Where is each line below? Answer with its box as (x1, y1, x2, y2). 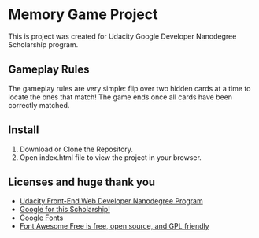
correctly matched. (8, 100, 70, 110)
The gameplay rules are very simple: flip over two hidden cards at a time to (8, 84, 251, 93)
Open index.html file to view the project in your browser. (19, 152, 202, 162)
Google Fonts (19, 213, 64, 222)
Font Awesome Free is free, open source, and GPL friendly (19, 221, 210, 231)
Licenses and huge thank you (8, 175, 156, 188)
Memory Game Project (8, 6, 158, 24)
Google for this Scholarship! (19, 205, 110, 214)
